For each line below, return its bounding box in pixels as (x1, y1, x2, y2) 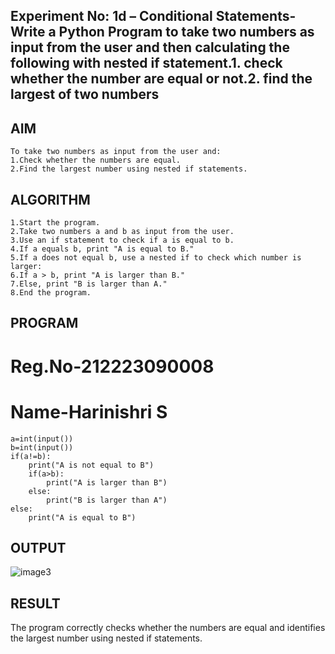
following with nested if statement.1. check (10, 55, 283, 72)
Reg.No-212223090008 (10, 355, 215, 378)
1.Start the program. (10, 218, 101, 228)
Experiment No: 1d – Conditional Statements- (10, 8, 297, 25)
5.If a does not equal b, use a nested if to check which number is (10, 253, 302, 263)
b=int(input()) (10, 442, 74, 453)
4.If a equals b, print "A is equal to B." (10, 244, 195, 254)
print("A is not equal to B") (28, 460, 155, 470)
